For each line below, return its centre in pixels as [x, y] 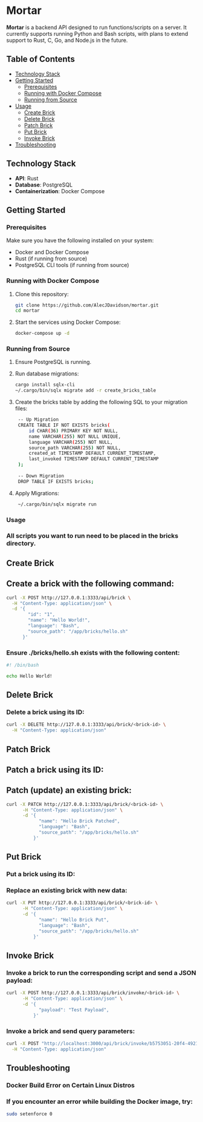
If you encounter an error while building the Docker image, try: [100, 1101]
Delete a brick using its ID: [45, 712]
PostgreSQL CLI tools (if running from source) [72, 265]
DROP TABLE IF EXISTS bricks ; [56, 481]
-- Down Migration [41, 476]
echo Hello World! [29, 676]
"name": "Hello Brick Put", [74, 920]
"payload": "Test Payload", [74, 1010]
